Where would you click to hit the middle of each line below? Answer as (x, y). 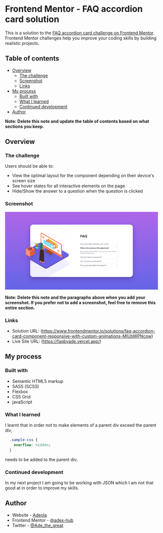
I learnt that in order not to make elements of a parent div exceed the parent (81, 425)
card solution (32, 19)
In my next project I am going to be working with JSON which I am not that (79, 483)
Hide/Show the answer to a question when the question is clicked (77, 191)
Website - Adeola (29, 515)
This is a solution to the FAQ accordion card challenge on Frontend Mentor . (80, 33)
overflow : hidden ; (32, 445)
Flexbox (20, 392)
